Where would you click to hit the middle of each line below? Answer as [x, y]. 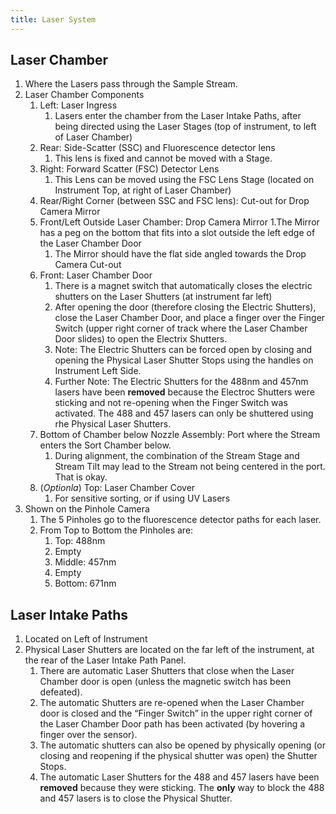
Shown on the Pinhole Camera [87, 509]
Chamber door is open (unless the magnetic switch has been [165, 682]
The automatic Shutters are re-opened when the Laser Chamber [172, 703]
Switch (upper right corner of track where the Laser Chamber [181, 328]
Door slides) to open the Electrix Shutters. [141, 339]
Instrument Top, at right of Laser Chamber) [143, 190]
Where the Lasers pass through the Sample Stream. [131, 84]
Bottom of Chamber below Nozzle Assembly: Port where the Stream [180, 435]
